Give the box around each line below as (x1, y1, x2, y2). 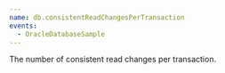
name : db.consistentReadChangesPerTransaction (9, 12, 185, 22)
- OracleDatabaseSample (17, 29, 105, 38)
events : (9, 21, 38, 30)
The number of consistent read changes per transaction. (9, 54, 216, 65)
